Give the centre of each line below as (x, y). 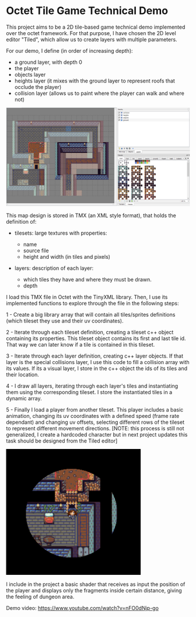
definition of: (21, 222)
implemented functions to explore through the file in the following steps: (92, 303)
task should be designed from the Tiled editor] (62, 441)
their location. (23, 375)
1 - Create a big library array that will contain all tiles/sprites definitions (91, 315)
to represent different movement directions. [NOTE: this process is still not (95, 429)
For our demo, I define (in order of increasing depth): (69, 50)
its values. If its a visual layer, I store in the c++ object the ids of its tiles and (97, 369)
